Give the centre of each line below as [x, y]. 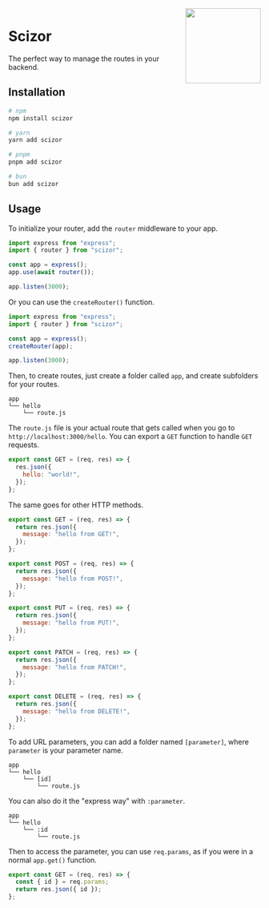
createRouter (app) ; [41, 346]
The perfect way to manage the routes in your [84, 59]
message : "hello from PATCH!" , [75, 667]
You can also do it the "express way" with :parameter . [97, 801]
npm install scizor [41, 118]
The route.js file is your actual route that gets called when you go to [122, 428]
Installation [37, 93]
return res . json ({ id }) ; [59, 890]
